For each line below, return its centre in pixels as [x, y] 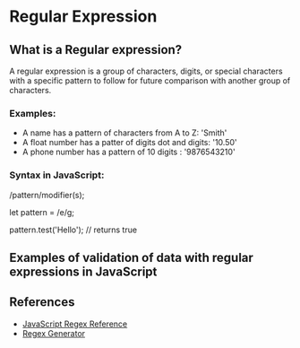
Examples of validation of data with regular [131, 257]
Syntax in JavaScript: [57, 175]
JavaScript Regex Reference [75, 324]
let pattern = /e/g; [42, 212]
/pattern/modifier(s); [47, 195]
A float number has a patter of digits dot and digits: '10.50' [129, 143]
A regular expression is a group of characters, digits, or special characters [146, 71]
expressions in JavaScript [83, 271]
